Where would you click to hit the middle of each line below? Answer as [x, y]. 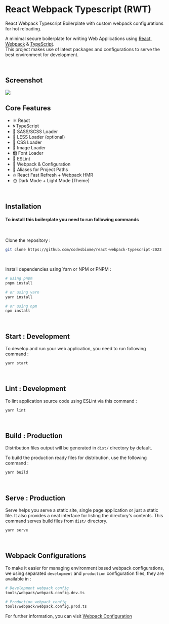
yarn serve [17, 530]
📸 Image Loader [29, 147]
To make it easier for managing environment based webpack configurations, [85, 568]
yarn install [19, 297]
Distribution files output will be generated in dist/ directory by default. [79, 448]
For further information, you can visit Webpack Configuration [69, 616]
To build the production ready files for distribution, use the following [76, 458]
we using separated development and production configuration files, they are [85, 573]
